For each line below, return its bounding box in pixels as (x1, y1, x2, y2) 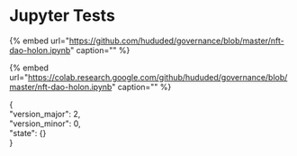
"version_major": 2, (9, 108, 81, 119)
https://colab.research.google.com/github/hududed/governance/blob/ (27, 71, 288, 82)
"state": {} (9, 127, 47, 138)
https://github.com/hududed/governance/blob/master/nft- (68, 35, 285, 46)
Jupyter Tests (9, 5, 115, 26)
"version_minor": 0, (9, 118, 81, 129)
